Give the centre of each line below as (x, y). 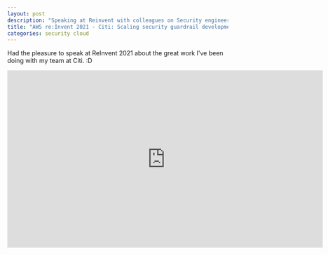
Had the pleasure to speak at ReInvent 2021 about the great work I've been (115, 53)
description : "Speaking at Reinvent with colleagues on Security (104, 20)
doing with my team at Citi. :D (50, 61)
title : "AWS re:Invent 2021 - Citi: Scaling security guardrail (103, 27)
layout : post (26, 14)
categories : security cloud (48, 33)
